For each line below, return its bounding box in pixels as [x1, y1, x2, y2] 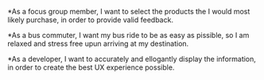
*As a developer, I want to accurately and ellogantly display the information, [7, 55, 256, 63]
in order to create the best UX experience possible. [7, 63, 175, 72]
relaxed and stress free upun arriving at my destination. [7, 39, 189, 48]
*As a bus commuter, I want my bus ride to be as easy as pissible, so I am [7, 31, 250, 40]
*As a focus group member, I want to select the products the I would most [7, 7, 250, 16]
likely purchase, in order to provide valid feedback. [7, 15, 174, 25]
